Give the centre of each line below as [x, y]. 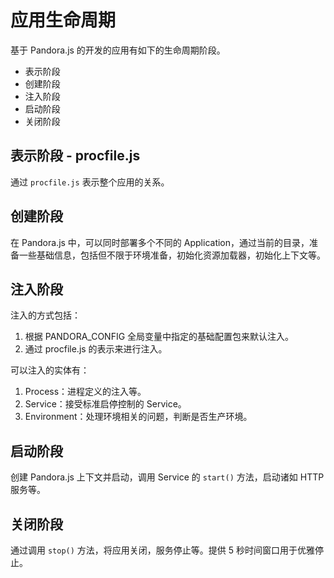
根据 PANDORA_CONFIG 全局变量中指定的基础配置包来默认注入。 [159, 337]
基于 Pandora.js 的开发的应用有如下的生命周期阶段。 [118, 50]
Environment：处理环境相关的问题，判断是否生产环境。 [138, 417]
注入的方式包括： [45, 315]
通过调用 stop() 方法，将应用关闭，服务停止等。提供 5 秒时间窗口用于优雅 [163, 550]
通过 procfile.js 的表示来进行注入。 [96, 349]
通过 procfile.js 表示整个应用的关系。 [90, 182]
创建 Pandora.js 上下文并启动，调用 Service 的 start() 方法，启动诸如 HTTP [167, 477]
